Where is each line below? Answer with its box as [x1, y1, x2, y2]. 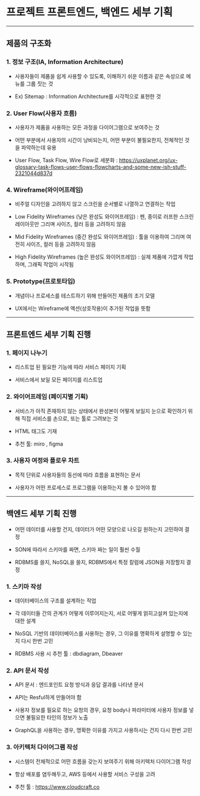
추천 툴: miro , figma [14, 440, 64, 447]
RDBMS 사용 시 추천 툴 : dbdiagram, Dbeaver [14, 650, 123, 657]
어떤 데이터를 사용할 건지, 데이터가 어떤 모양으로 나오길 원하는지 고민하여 [14, 525, 183, 533]
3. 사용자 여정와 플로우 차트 [6, 456, 80, 465]
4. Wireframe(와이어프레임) [6, 186, 83, 194]
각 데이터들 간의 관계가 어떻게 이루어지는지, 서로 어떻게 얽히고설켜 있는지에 [14, 610, 189, 617]
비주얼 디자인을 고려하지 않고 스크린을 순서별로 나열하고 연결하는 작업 [14, 201, 176, 208]
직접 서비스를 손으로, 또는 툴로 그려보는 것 [21, 414, 118, 422]
